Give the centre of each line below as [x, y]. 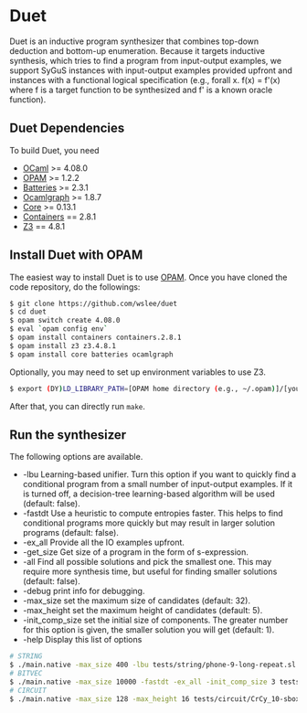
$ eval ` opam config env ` [58, 329]
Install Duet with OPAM [76, 255]
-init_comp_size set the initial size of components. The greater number [155, 620]
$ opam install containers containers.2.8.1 [95, 338]
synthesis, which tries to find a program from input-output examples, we [145, 60]
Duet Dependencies [67, 128]
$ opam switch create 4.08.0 [65, 321]
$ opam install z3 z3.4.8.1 [63, 346]
